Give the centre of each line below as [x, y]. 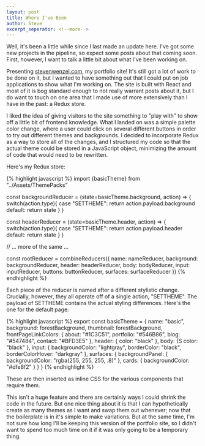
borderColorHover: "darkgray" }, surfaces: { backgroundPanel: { [87, 354]
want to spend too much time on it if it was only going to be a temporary [97, 430]
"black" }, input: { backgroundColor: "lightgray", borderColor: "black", [94, 347]
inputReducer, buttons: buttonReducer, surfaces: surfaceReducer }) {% [96, 272]
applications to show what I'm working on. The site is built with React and [99, 85]
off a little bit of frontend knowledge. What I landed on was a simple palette [101, 123]
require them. [23, 385]
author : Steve [24, 23]
